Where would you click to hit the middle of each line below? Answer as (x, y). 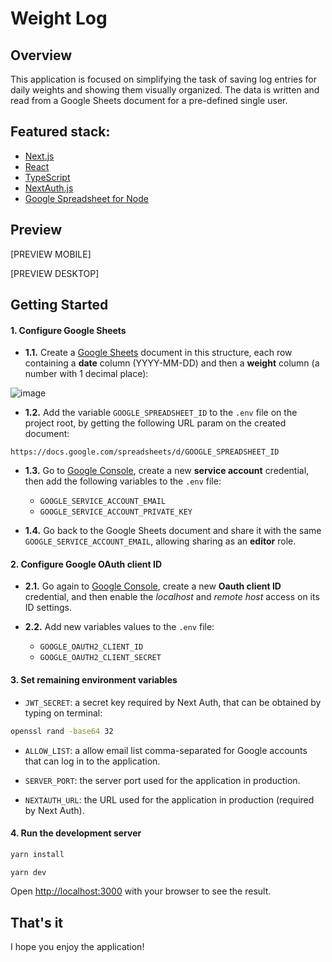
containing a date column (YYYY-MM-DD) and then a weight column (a (172, 363)
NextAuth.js (49, 188)
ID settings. (48, 608)
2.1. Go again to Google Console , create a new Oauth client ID (153, 586)
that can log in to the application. (92, 761)
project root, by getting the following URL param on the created (155, 423)
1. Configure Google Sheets (68, 330)
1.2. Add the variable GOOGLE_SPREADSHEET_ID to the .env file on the (161, 413)
